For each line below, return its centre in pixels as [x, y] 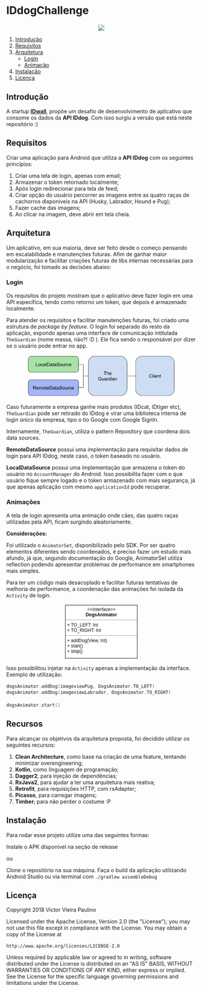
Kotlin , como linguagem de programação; [67, 769]
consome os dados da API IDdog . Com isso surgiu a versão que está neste [99, 118]
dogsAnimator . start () [33, 705]
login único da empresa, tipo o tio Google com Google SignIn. [83, 419]
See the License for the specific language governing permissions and [93, 977]
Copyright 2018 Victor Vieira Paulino [51, 910]
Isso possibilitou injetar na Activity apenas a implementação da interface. [99, 668]
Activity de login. [29, 595]
